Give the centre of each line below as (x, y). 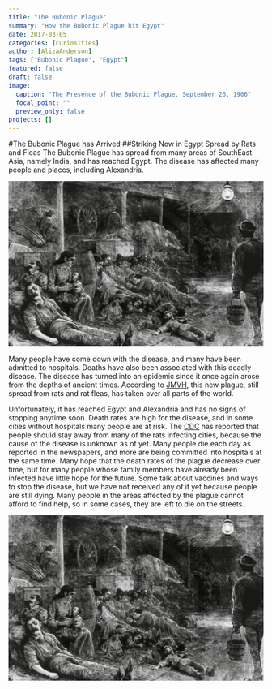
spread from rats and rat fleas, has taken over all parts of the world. (121, 394)
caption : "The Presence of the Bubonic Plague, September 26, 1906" (134, 94)
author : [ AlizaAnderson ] (50, 52)
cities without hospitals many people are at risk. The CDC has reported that (134, 427)
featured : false (36, 69)
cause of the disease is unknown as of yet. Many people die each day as (130, 444)
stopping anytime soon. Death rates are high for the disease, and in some (131, 418)
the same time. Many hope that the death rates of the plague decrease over (134, 461)
